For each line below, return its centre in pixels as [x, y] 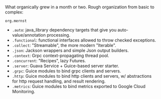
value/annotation [29, 35]
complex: [14, 12]
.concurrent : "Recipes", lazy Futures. [49, 61]
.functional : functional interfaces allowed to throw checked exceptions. [84, 40]
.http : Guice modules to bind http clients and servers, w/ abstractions [82, 76]
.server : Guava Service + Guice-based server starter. [66, 66]
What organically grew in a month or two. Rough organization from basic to [80, 7]
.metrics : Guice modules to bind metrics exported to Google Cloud [79, 86]
